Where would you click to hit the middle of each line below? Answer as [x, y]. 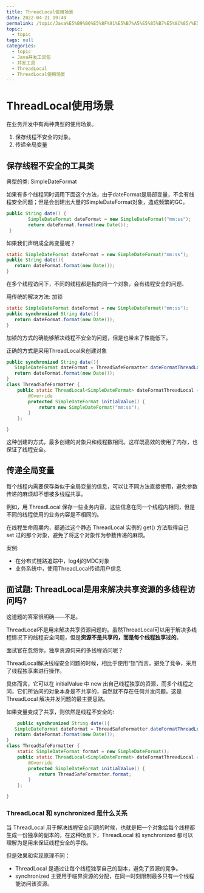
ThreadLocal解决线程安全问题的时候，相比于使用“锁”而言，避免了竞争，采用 [102, 663]
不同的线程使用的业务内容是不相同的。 [54, 514]
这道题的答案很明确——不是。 [43, 617]
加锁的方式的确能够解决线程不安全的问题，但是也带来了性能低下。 [89, 338]
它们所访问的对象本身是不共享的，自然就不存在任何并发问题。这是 [99, 691]
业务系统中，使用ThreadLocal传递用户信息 [68, 568]
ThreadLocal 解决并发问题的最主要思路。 [57, 699]
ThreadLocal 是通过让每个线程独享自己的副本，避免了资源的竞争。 [98, 869]
